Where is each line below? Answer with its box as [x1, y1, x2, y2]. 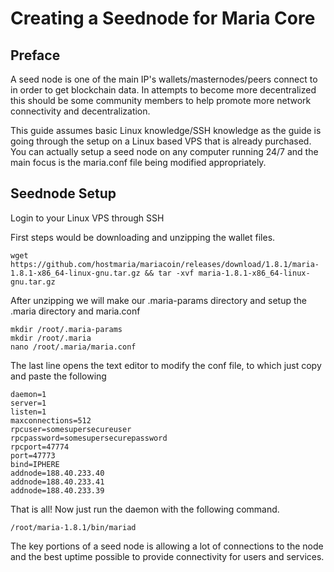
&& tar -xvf [144, 268, 195, 278]
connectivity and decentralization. [10, 105, 151, 117]
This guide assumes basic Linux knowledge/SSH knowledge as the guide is [10, 125, 322, 136]
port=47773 [10, 450, 56, 461]
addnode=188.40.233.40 [10, 468, 105, 478]
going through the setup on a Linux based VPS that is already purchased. [10, 135, 312, 147]
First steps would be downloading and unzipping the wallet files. [10, 231, 276, 243]
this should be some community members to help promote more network [10, 95, 312, 106]
